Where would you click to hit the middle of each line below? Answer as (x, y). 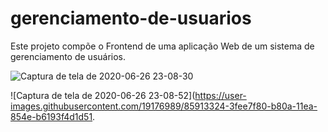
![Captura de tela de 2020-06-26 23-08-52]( (103, 95)
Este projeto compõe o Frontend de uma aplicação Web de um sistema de (162, 46)
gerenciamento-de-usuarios (131, 18)
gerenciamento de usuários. (68, 56)
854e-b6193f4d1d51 (51, 116)
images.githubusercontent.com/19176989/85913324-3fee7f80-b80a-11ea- (164, 106)
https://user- (220, 95)
